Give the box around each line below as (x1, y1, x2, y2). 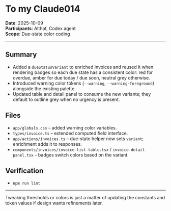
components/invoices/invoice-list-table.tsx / (12, 146, 112, 152)
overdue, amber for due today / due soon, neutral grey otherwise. (12, 74, 150, 81)
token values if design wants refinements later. (5, 200, 103, 206)
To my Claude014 (5, 3, 80, 15)
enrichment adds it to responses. (12, 141, 82, 147)
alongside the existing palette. (12, 85, 76, 92)
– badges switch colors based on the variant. (35, 151, 129, 158)
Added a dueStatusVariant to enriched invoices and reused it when (12, 64, 154, 70)
